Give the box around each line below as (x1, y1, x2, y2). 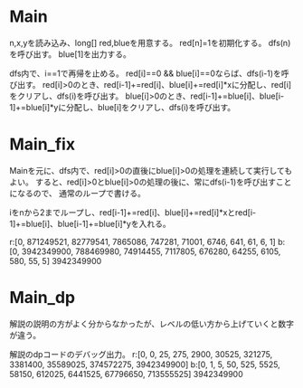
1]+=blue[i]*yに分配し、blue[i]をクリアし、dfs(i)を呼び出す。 (9, 101, 236, 112)
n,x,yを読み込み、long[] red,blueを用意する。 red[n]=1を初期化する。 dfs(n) (9, 37, 291, 48)
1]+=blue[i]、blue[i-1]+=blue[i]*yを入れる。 (9, 218, 171, 229)
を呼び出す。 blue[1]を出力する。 (9, 48, 131, 60)
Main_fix (9, 134, 75, 155)
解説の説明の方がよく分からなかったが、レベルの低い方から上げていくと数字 (9, 318, 295, 329)
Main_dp (9, 288, 75, 308)
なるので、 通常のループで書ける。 (16, 187, 147, 198)
